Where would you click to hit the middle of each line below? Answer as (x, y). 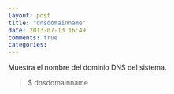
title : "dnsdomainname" (47, 23)
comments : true (33, 38)
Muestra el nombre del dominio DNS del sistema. (87, 67)
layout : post (30, 15)
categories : (28, 45)
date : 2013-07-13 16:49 (47, 30)
